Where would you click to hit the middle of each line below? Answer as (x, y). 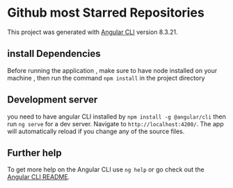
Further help (35, 153)
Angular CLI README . (39, 177)
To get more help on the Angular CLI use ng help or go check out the (106, 170)
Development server (53, 100)
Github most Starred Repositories (106, 13)
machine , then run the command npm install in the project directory (106, 78)
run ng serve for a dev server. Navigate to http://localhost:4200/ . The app (115, 123)
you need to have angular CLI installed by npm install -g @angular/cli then (116, 117)
